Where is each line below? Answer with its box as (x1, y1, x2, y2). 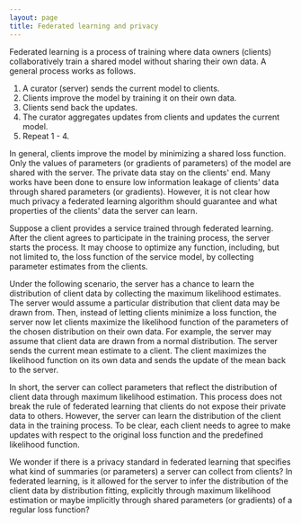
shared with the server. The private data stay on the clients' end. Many (9, 167, 271, 178)
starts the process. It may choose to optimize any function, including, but (9, 242, 280, 253)
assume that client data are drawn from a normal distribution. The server (9, 335, 279, 346)
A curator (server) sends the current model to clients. (22, 83, 220, 93)
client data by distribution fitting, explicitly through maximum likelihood (9, 484, 271, 495)
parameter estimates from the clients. (9, 261, 148, 271)
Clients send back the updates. (22, 102, 137, 112)
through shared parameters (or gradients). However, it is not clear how (9, 186, 270, 197)
